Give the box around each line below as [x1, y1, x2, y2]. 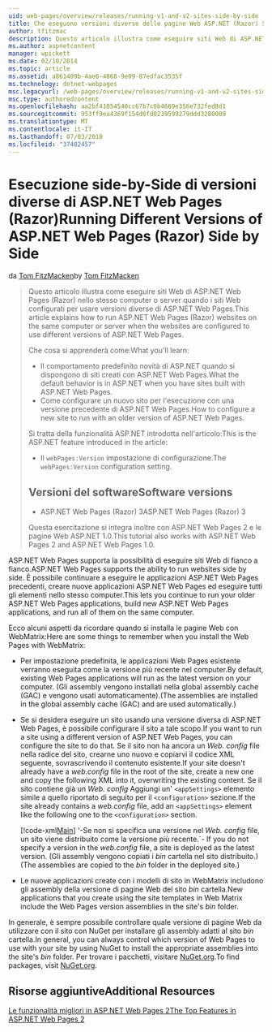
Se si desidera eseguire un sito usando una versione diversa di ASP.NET [19, 715, 261, 725]
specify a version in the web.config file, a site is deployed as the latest [19, 843, 255, 853]
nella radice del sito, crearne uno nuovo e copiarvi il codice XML [19, 749, 235, 759]
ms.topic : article [8, 65, 70, 73]
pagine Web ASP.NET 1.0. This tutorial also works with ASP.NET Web [28, 531, 257, 541]
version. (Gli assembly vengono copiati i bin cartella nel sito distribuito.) [19, 852, 259, 861]
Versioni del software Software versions [28, 485, 233, 499]
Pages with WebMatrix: [8, 641, 86, 650]
